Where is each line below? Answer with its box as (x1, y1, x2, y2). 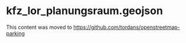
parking (6, 29, 25, 37)
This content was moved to (6, 24, 73, 31)
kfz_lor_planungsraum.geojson (6, 4, 164, 18)
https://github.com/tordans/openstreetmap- (73, 24, 180, 31)
